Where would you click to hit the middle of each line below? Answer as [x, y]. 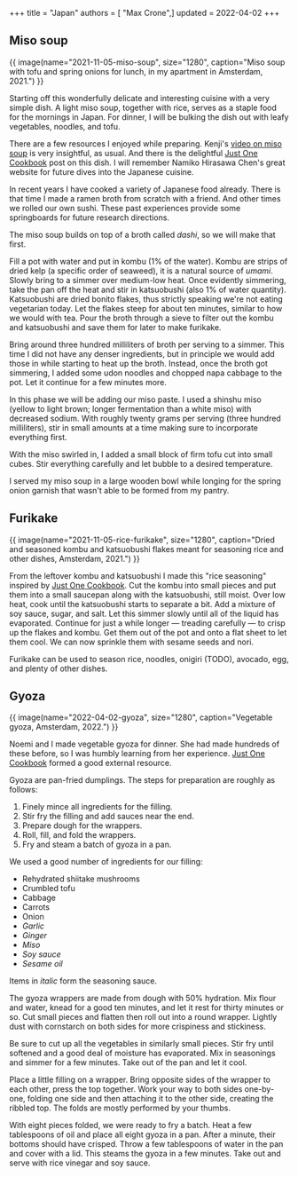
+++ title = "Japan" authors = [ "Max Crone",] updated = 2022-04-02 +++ [145, 13]
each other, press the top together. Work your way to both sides [126, 1089]
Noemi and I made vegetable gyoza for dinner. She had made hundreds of [145, 744]
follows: [24, 790]
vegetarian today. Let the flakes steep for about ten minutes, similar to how [146, 308]
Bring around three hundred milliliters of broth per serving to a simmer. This [147, 344]
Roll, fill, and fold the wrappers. [79, 835]
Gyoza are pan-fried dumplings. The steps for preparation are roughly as [142, 780]
